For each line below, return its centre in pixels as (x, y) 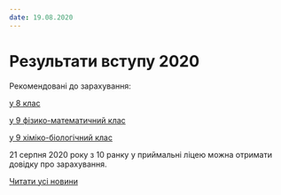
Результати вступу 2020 (105, 61)
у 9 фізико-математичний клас (67, 120)
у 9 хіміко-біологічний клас (61, 137)
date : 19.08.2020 (41, 17)
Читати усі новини (43, 181)
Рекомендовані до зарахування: (70, 86)
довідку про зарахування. (59, 164)
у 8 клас (25, 103)
